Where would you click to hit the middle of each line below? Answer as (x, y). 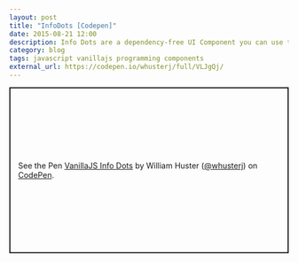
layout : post (33, 17)
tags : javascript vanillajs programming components (106, 58)
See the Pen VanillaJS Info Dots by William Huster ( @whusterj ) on (138, 166)
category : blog (37, 50)
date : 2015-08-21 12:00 (53, 34)
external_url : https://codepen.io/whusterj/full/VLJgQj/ (117, 67)
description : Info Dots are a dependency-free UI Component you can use (146, 42)
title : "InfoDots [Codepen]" (63, 26)
